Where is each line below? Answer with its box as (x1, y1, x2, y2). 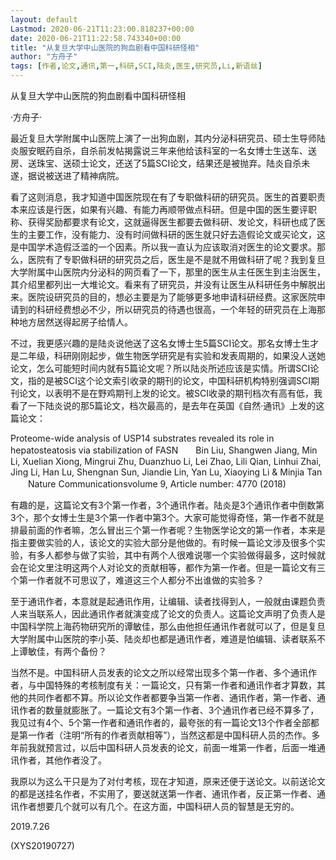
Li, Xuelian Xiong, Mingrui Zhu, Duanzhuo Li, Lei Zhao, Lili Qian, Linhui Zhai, (10, 456, 322, 467)
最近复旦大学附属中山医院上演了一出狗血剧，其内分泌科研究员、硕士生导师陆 (10, 132, 326, 144)
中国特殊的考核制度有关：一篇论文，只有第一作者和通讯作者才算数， (36, 679, 317, 691)
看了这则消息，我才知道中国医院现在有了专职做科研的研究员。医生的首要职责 (10, 191, 326, 203)
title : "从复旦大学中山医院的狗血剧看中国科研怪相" (10, 42, 200, 53)
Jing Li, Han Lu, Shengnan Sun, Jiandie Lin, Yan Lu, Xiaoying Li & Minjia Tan (10, 466, 323, 478)
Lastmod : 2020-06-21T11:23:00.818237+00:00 (10, 24, 195, 34)
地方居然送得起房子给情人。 (18, 316, 133, 328)
